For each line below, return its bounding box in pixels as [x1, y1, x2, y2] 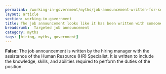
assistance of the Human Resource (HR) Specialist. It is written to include [5, 53, 154, 59]
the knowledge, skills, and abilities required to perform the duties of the [5, 58, 151, 64]
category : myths [5, 30, 39, 35]
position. [5, 63, 23, 69]
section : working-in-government [5, 16, 72, 21]
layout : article [5, 12, 39, 17]
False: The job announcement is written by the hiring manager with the [5, 48, 150, 54]
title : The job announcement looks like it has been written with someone [5, 21, 163, 26]
